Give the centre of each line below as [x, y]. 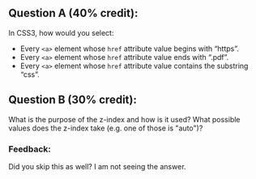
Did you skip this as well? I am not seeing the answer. [97, 166]
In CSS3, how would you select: [61, 32]
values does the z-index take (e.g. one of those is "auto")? [106, 128]
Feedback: [30, 149]
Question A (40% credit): [73, 13]
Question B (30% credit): [73, 100]
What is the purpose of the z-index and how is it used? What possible [124, 119]
